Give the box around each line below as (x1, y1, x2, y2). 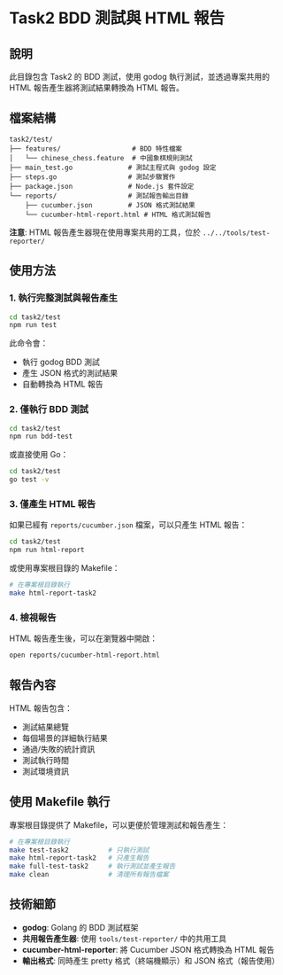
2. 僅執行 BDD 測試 (9, 403, 89, 416)
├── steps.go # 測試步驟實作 (9, 172, 176, 182)
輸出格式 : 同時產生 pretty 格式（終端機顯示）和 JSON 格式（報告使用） (21, 955, 280, 966)
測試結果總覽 (21, 721, 69, 732)
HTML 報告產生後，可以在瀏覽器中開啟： (9, 633, 157, 643)
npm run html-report (9, 546, 86, 555)
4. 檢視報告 (9, 611, 57, 623)
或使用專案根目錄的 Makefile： (9, 563, 121, 573)
